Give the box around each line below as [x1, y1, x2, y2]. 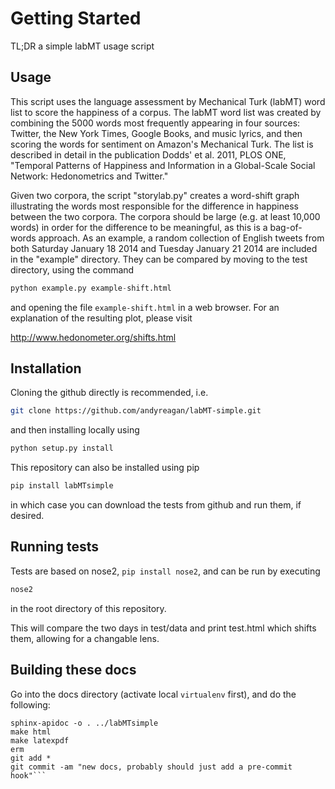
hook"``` [10, 770, 47, 781]
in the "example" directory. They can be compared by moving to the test [10, 253, 308, 265]
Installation [10, 360, 82, 377]
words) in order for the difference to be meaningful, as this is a [10, 221, 268, 233]
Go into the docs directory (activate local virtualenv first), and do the [10, 688, 297, 700]
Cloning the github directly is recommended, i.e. [10, 387, 209, 399]
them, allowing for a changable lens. [10, 632, 160, 644]
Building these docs [10, 662, 137, 679]
